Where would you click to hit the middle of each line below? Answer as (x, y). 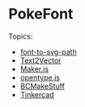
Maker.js (34, 68)
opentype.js (40, 77)
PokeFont (41, 14)
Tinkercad (37, 94)
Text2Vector (40, 60)
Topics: (21, 36)
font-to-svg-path (48, 51)
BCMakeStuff (42, 86)
